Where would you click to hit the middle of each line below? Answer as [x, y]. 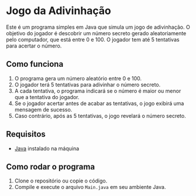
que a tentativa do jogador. [47, 97]
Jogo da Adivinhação [59, 11]
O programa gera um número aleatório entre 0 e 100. [78, 78]
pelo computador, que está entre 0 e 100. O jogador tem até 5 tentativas [93, 39]
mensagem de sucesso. [43, 109]
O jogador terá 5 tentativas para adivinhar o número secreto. [87, 85]
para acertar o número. [34, 46]
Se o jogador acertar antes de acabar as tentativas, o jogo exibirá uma [99, 103]
